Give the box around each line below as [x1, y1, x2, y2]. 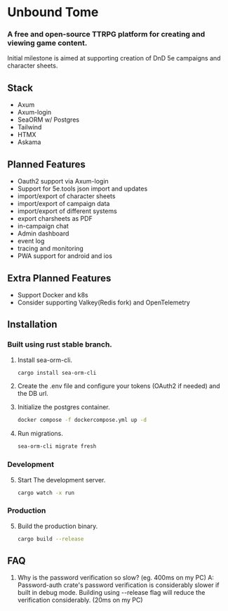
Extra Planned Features [7, 272, 112, 284]
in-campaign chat [17, 222, 69, 231]
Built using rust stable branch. [7, 340, 112, 349]
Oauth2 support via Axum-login [17, 177, 109, 186]
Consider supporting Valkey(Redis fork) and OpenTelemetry [17, 298, 191, 307]
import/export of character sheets [17, 192, 116, 200]
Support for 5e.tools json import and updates [17, 184, 148, 193]
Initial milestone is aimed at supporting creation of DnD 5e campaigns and [7, 54, 221, 63]
